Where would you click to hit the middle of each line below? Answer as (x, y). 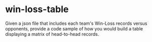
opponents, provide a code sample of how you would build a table (74, 28)
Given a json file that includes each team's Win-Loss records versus (76, 23)
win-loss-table (37, 9)
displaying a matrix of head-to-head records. (52, 34)
